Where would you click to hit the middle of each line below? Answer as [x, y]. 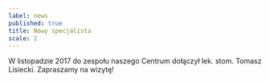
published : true [35, 23]
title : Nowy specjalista [50, 31]
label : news [28, 16]
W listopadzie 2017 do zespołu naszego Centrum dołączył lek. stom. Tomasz [135, 61]
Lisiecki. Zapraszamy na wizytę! [61, 70]
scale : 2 [23, 38]
